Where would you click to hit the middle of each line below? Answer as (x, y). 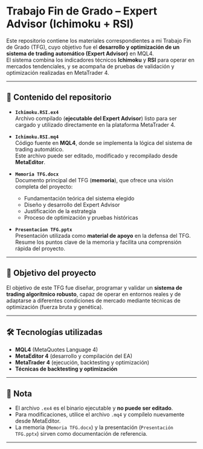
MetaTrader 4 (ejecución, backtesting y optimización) (82, 363)
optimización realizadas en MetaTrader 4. (58, 72)
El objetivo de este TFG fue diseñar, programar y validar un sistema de (94, 287)
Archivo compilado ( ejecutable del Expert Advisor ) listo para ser (96, 118)
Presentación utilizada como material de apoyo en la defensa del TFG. (103, 235)
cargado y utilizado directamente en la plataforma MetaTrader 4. (95, 124)
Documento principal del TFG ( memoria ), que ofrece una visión (94, 180)
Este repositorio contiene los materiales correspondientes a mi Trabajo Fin (99, 40)
